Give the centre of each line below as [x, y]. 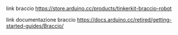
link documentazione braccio [41, 20]
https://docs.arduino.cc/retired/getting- [124, 20]
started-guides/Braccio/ [35, 26]
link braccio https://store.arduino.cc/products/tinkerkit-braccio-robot [89, 8]
